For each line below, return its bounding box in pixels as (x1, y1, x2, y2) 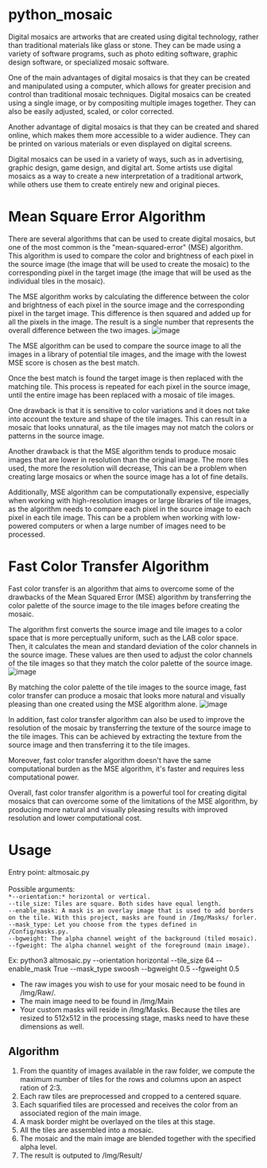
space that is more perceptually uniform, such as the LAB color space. (8, 633, 238, 643)
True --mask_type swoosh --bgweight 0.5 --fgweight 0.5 (52, 963, 240, 973)
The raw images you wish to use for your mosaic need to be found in (19, 979, 246, 989)
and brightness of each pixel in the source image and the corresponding (8, 300, 245, 310)
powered (8, 521, 37, 530)
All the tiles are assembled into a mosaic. (19, 1125, 154, 1135)
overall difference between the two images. (8, 325, 151, 335)
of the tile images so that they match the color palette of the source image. (8, 658, 253, 668)
